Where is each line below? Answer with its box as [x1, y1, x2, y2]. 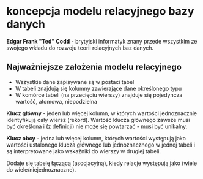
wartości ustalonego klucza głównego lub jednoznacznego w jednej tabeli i [6, 141, 196, 148]
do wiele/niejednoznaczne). [6, 166, 76, 173]
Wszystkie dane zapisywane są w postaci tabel [15, 78, 135, 85]
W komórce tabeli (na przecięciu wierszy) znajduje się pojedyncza [15, 91, 183, 99]
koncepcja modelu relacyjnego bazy [6, 4, 194, 18]
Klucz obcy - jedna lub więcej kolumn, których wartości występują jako [6, 134, 186, 142]
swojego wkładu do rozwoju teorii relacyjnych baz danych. [6, 44, 154, 51]
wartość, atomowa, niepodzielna [15, 97, 98, 105]
